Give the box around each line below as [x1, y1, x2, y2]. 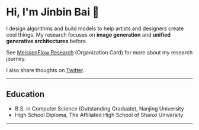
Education [6, 89, 45, 99]
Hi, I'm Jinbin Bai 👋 [6, 5, 99, 19]
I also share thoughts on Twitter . [6, 66, 85, 73]
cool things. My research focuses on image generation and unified [6, 31, 171, 38]
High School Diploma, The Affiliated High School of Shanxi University [14, 111, 184, 118]
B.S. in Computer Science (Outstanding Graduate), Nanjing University [14, 105, 185, 112]
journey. [6, 55, 26, 62]
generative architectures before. [6, 37, 88, 44]
